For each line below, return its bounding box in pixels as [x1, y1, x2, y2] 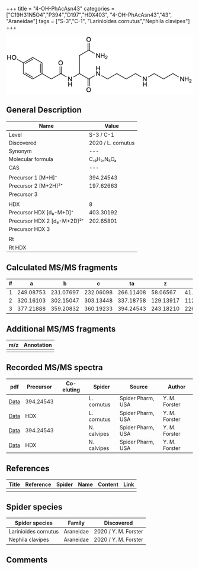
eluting [62, 386, 81, 393]
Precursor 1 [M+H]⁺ [8, 174, 57, 181]
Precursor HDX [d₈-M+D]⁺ [8, 209, 74, 216]
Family [68, 519, 85, 526]
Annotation [23, 341, 52, 348]
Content [97, 481, 118, 488]
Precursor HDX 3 [8, 225, 50, 233]
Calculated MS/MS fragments [6, 263, 118, 273]
